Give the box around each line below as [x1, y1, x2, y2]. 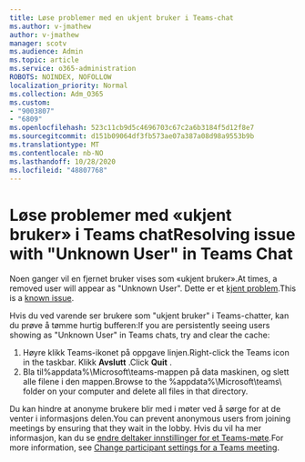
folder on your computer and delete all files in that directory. [22, 386, 249, 397]
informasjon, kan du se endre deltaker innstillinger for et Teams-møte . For [9, 433, 284, 444]
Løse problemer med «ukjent [9, 205, 232, 226]
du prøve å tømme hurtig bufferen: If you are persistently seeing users [9, 320, 270, 331]
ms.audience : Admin [9, 47, 84, 56]
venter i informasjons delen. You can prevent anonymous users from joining [9, 413, 291, 424]
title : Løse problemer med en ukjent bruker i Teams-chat [9, 13, 234, 23]
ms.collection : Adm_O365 [9, 89, 104, 98]
